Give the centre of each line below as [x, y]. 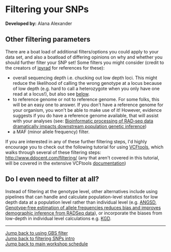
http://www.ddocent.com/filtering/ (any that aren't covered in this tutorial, [82, 157]
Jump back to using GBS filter [37, 233]
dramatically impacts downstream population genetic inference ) [79, 126]
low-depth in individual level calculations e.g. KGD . [58, 218]
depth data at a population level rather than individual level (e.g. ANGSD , [81, 202]
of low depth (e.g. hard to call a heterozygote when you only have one [86, 88]
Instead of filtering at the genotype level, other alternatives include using [81, 191]
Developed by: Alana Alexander [39, 23]
